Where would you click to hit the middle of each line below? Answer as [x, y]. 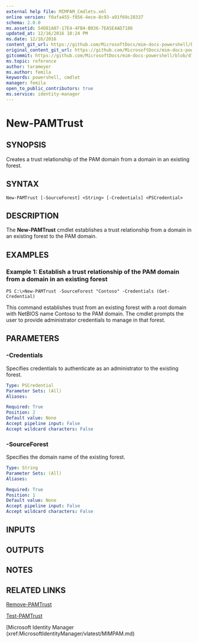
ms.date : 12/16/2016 [32, 39]
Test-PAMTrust [24, 616]
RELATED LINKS [36, 590]
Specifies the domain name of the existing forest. [66, 457]
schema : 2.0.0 [24, 22]
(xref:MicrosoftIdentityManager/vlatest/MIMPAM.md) [70, 634]
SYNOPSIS [26, 145]
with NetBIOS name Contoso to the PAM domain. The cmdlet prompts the [95, 314]
